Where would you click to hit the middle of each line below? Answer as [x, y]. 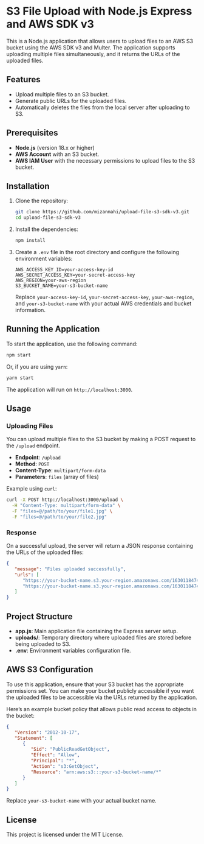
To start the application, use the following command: [72, 344]
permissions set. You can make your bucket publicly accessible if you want [100, 690]
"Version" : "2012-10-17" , [47, 732]
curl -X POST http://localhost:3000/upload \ [65, 500]
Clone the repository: [42, 201]
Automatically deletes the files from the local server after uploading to [102, 107]
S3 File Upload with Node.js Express [99, 11]
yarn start [20, 378]
